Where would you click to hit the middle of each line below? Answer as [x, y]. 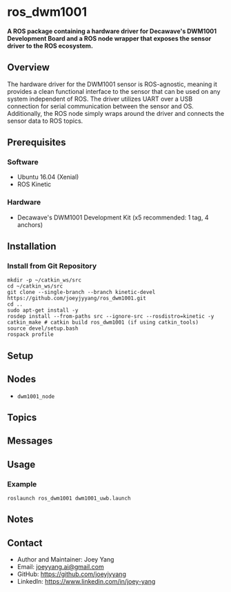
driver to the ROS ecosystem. [50, 46]
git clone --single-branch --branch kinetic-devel [81, 293]
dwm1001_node [36, 396]
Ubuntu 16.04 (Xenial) [48, 177]
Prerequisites [37, 142]
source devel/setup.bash [43, 328]
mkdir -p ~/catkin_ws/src [44, 280]
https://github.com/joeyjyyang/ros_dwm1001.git [77, 298]
